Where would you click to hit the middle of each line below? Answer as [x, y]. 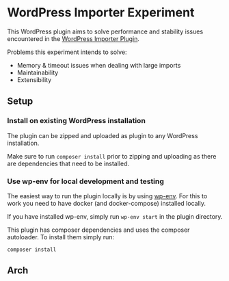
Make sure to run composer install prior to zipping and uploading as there [112, 156]
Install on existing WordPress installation [76, 121]
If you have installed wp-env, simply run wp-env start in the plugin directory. [115, 216]
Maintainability [38, 72]
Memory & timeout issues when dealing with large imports [99, 65]
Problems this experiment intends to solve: [67, 52]
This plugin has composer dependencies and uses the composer [98, 230]
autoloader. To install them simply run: [61, 237]
